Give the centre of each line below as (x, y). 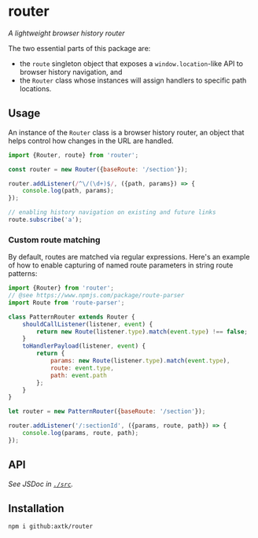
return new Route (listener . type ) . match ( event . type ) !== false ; (142, 332)
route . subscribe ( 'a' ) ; (45, 219)
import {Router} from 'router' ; (61, 288)
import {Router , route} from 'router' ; (74, 155)
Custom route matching (54, 240)
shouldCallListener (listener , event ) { (88, 324)
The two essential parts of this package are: (79, 48)
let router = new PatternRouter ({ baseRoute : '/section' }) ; (107, 411)
